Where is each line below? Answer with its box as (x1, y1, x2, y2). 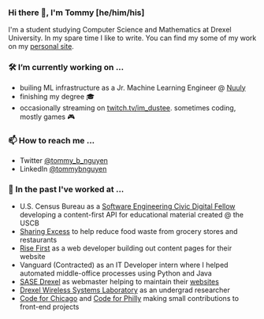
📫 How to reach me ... (8, 135, 95, 146)
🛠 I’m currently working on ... (8, 62, 125, 73)
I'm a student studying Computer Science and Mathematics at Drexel (8, 25, 232, 35)
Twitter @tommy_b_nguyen (19, 155, 109, 165)
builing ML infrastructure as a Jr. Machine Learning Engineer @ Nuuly (19, 83, 246, 92)
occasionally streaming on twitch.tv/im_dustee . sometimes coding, (19, 102, 236, 113)
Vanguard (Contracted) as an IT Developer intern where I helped (19, 260, 229, 270)
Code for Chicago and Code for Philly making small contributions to (19, 294, 239, 303)
